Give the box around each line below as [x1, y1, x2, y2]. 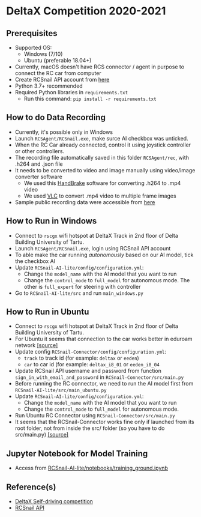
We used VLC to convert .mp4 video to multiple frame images [23, 192, 176, 199]
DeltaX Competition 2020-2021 [6, 4, 166, 18]
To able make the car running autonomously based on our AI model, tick [14, 251, 194, 258]
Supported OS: [14, 44, 52, 51]
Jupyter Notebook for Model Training [6, 449, 148, 459]
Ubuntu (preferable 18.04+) [23, 57, 92, 64]
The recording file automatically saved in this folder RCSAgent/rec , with [14, 154, 189, 161]
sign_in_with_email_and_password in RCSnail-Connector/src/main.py [14, 373, 184, 381]
